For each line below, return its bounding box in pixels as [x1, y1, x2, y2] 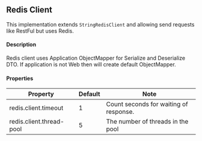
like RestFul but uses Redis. [6, 27, 74, 34]
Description [6, 41, 37, 48]
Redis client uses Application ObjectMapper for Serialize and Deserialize [6, 54, 185, 62]
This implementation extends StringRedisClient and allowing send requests [6, 20, 195, 28]
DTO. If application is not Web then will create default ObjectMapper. [6, 61, 176, 68]
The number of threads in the [106, 117, 189, 126]
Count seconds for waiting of [106, 100, 188, 108]
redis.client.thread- [9, 117, 64, 126]
